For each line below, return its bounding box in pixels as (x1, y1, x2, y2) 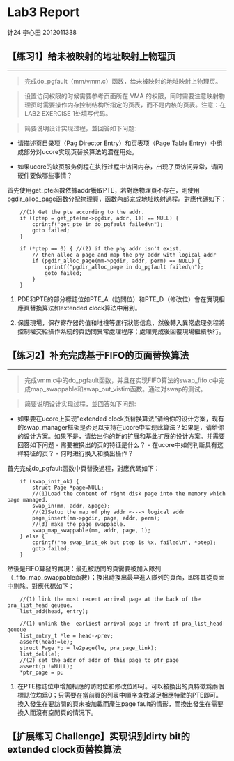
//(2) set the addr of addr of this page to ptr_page (19, 656, 179, 663)
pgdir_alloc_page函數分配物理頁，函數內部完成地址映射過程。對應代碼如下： (7, 195, 227, 203)
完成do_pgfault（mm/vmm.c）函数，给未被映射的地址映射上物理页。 (24, 77, 222, 85)
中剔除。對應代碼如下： (7, 582, 75, 590)
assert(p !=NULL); (19, 663, 73, 670)
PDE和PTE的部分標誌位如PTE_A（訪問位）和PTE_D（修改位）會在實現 (17, 294, 219, 303)
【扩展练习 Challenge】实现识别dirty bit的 (7, 730, 190, 742)
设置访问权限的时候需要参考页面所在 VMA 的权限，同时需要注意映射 (24, 91, 219, 100)
